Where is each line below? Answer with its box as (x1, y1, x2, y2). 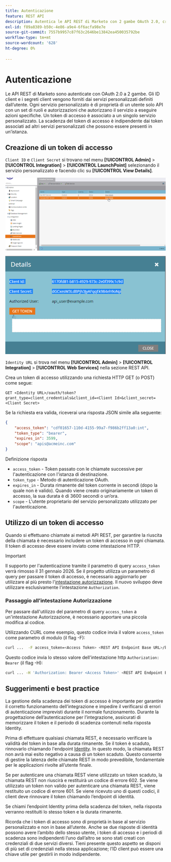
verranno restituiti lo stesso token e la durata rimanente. (5, 809, 123, 815)
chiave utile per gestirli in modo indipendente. (5, 851, 101, 857)
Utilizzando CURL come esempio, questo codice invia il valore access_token (5, 629, 164, 635)
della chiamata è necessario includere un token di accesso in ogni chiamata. (5, 537, 165, 544)
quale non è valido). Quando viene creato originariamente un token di (12, 488, 158, 494)
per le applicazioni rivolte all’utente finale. (5, 762, 93, 768)
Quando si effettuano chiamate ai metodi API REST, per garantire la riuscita (5, 532, 162, 538)
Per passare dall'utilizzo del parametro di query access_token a (5, 609, 137, 615)
